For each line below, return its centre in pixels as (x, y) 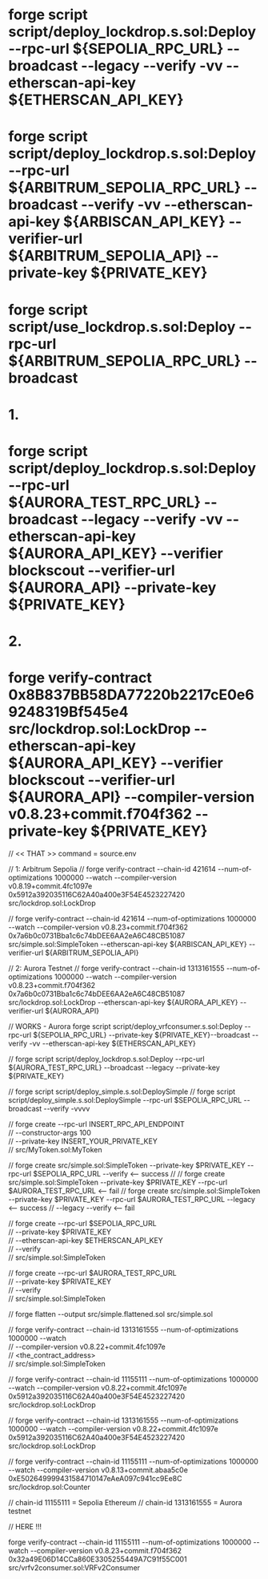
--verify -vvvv (67, 1109)
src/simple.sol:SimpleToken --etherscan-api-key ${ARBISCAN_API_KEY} (128, 945)
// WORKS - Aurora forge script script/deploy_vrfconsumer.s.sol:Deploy (126, 1026)
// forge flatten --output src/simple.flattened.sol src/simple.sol (111, 1314)
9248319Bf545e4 (68, 712)
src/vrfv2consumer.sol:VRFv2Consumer (74, 1568)
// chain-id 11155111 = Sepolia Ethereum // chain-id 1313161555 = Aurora (125, 1503)
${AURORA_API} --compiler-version (132, 798)
